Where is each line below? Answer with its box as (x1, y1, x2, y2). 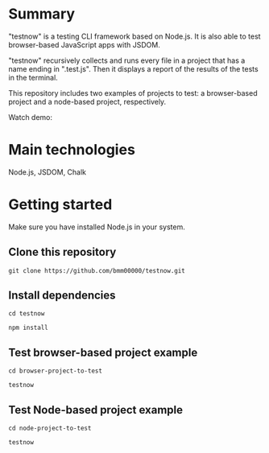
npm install (8, 323, 48, 332)
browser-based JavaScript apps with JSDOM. (8, 39, 161, 49)
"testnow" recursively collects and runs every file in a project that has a (8, 56, 246, 65)
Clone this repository (8, 245, 117, 259)
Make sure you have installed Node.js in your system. (8, 222, 185, 232)
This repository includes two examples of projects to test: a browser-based (8, 88, 258, 97)
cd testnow (8, 310, 45, 318)
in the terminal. (8, 72, 58, 82)
